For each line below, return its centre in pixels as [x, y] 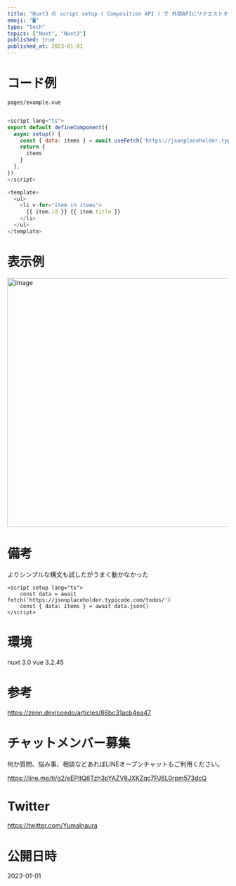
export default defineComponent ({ [58, 127]
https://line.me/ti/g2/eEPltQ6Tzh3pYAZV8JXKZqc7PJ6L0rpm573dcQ [107, 778]
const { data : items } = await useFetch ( [81, 140]
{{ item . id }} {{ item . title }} [73, 212]
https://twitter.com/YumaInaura [53, 826]
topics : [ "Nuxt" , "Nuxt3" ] [47, 33]
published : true [31, 40]
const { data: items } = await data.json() [85, 606]
